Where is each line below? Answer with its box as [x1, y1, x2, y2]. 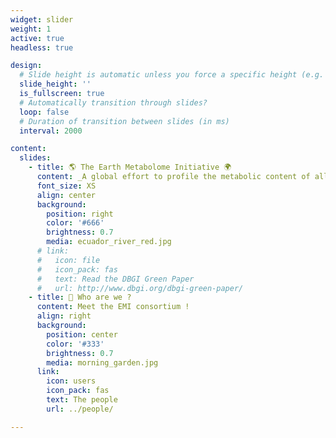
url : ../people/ [46, 404, 114, 414]
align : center [36, 190, 97, 200]
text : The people [46, 395, 118, 405]
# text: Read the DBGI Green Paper [36, 274, 195, 284]
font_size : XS [36, 181, 97, 191]
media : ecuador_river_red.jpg [46, 237, 172, 247]
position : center [46, 329, 118, 340]
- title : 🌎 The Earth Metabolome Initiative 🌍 [28, 162, 232, 173]
